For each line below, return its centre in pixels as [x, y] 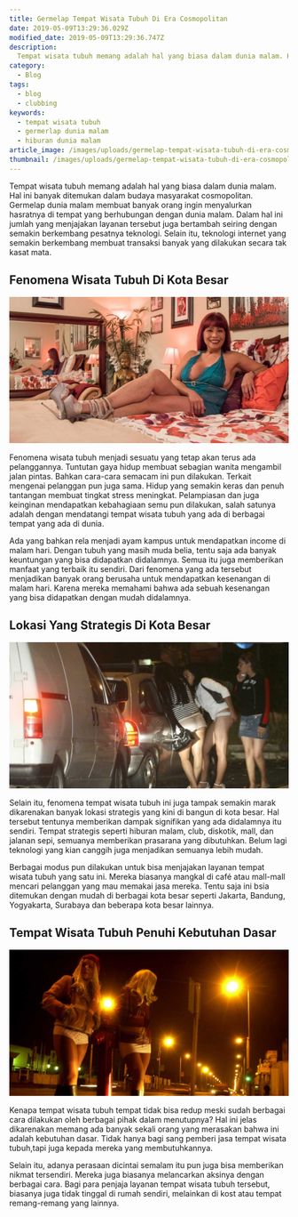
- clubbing [37, 103]
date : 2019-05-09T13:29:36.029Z [69, 28]
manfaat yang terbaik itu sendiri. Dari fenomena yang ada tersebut [130, 568]
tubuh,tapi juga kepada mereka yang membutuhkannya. [111, 1148]
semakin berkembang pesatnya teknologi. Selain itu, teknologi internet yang [148, 233]
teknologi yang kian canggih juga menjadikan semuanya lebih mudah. [136, 850]
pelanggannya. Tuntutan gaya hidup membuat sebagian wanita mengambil [145, 466]
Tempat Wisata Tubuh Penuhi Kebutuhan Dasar [143, 933]
